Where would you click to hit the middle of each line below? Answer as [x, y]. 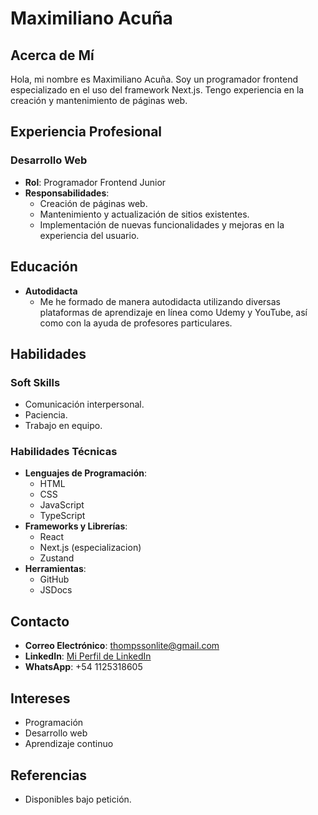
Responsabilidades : [67, 193]
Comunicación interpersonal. [84, 404]
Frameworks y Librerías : [76, 526]
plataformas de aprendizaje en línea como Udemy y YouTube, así [173, 312]
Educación [44, 267]
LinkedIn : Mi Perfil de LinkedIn [88, 656]
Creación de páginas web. [93, 203]
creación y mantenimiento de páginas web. [99, 100]
